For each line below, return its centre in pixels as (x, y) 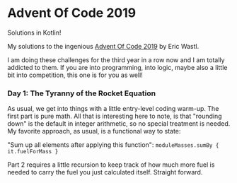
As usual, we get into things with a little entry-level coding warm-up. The (113, 109)
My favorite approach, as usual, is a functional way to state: (94, 131)
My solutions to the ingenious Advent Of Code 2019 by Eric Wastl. (103, 46)
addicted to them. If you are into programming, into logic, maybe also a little (117, 67)
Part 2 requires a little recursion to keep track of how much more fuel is (111, 165)
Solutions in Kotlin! (34, 33)
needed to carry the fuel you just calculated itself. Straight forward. (105, 172)
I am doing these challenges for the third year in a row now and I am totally (116, 60)
